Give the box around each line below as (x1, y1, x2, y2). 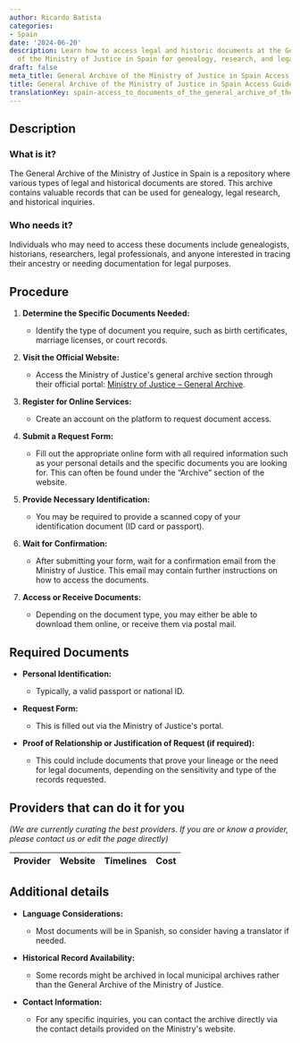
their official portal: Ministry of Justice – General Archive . (35, 379, 246, 390)
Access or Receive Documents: (21, 592, 141, 603)
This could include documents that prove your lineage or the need (35, 755, 279, 766)
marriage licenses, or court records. (35, 335, 168, 345)
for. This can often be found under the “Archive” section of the (35, 467, 265, 479)
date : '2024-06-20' (9, 38, 82, 47)
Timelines (104, 854, 147, 867)
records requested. (35, 775, 106, 785)
